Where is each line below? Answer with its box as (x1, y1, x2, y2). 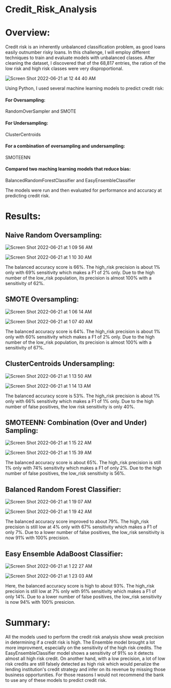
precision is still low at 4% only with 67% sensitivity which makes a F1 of (5, 524, 158, 530)
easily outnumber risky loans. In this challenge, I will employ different (5, 49, 150, 56)
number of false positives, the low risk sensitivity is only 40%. (5, 403, 135, 410)
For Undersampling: (5, 120, 48, 126)
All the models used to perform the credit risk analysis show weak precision (5, 633, 164, 640)
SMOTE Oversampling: (5, 295, 79, 304)
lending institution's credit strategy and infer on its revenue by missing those (5, 666, 166, 672)
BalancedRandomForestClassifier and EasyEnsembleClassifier (5, 177, 136, 183)
